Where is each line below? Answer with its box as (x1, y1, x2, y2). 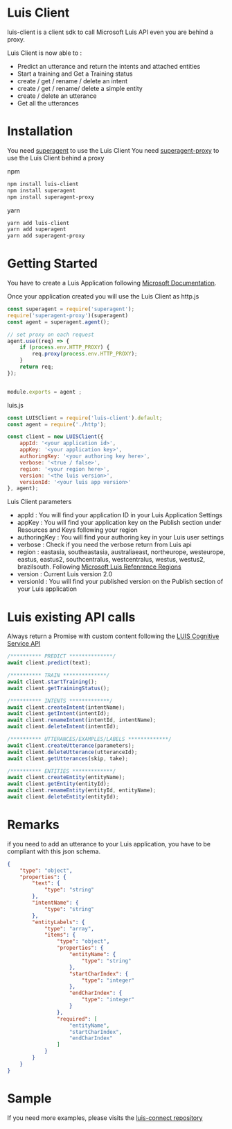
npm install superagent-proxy (7, 193, 95, 201)
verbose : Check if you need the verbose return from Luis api (17, 540, 192, 549)
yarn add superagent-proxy (7, 233, 85, 240)
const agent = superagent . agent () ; (7, 318, 110, 326)
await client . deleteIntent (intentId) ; (7, 724, 119, 730)
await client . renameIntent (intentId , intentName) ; (7, 717, 157, 724)
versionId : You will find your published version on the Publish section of (17, 578, 224, 586)
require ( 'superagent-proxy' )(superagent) (7, 312, 129, 319)
